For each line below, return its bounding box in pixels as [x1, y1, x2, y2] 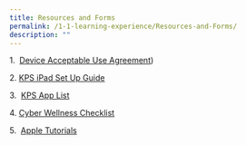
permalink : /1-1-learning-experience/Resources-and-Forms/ [9, 22, 238, 31]
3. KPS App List [9, 90, 70, 101]
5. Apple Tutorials [9, 125, 77, 136]
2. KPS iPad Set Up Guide [9, 72, 105, 83]
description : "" [9, 30, 71, 39]
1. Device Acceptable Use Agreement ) [9, 55, 154, 66]
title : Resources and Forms [9, 13, 116, 23]
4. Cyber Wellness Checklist [9, 108, 115, 119]
